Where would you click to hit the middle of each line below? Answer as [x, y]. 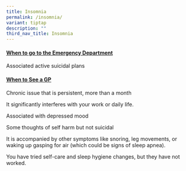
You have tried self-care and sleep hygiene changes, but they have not [93, 156]
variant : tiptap [26, 23]
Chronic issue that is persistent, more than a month [69, 93]
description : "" [26, 28]
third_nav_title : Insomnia [40, 34]
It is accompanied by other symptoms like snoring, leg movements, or [92, 139]
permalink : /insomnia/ [34, 17]
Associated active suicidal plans [46, 66]
